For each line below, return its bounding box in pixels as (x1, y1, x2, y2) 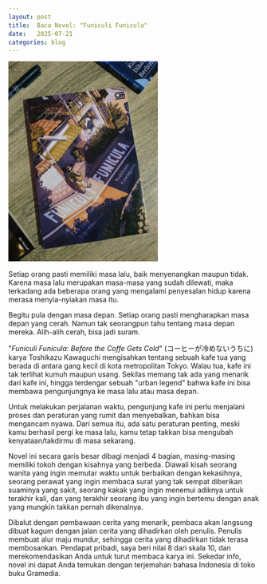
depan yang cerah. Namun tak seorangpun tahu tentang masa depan (8, 318, 235, 328)
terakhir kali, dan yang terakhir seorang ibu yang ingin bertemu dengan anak (8, 493, 259, 503)
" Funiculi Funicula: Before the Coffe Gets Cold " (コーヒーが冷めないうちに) (8, 343, 253, 353)
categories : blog (8, 38, 66, 46)
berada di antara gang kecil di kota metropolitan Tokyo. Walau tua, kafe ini (8, 361, 251, 370)
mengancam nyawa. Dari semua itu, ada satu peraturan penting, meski (8, 419, 241, 428)
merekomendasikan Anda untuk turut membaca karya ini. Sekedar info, (8, 551, 241, 561)
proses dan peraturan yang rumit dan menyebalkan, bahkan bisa (8, 410, 221, 420)
